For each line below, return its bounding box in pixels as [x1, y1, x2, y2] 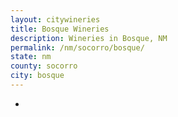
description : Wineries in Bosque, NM [10, 33, 168, 43]
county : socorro [10, 61, 78, 71]
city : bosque [10, 71, 65, 81]
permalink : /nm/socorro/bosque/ [10, 42, 145, 53]
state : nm [10, 52, 52, 62]
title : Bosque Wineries [10, 24, 110, 34]
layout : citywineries [10, 14, 101, 25]
